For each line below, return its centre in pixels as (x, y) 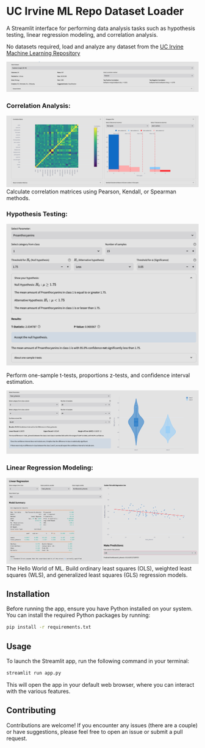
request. (17, 738)
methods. (18, 198)
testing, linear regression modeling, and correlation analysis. (82, 34)
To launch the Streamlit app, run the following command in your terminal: (98, 661)
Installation (28, 594)
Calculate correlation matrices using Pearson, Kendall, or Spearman (92, 192)
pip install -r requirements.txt (49, 627)
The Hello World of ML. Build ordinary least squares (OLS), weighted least (99, 568)
